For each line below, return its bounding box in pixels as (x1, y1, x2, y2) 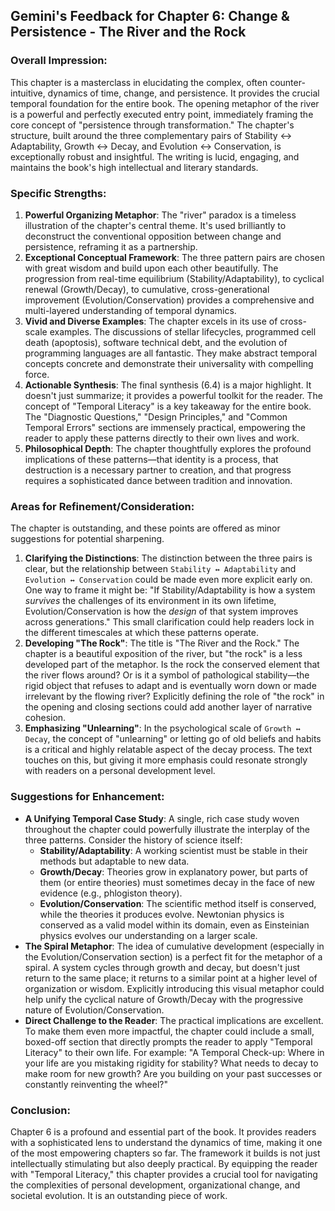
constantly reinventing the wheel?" (24, 1078, 169, 1090)
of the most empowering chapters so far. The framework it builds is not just (10, 1147, 321, 1159)
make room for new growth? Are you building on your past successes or (24, 1067, 323, 1079)
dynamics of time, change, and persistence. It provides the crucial (47, 87, 320, 99)
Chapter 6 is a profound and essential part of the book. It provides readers (10, 1125, 317, 1138)
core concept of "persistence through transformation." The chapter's (10, 119, 295, 131)
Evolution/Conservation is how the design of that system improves (24, 605, 299, 618)
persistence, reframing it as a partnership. (24, 240, 198, 253)
